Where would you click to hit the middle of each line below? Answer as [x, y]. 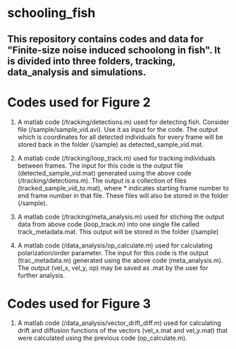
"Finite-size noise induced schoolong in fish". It [114, 50]
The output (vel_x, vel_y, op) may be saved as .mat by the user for [113, 268]
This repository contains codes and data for [106, 39]
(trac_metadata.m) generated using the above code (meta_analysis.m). [120, 260]
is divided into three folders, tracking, [92, 61]
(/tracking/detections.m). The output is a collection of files [102, 180]
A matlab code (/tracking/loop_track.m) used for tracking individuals [117, 158]
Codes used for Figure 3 [79, 304]
